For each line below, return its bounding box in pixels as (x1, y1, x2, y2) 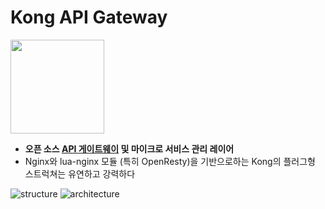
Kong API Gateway (10, 6, 168, 29)
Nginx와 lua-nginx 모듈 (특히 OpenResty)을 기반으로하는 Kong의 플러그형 (24, 155, 316, 167)
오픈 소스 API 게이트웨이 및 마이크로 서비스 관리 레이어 (24, 142, 235, 155)
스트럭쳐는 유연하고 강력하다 (24, 167, 136, 180)
